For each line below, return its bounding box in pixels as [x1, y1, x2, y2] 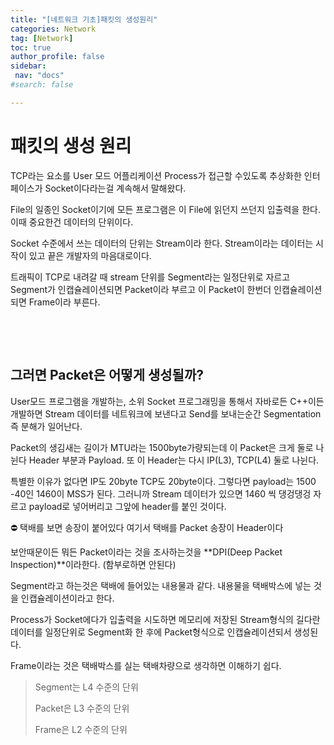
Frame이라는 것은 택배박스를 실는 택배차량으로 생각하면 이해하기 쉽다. [10, 659, 282, 671]
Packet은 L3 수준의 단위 [34, 702, 130, 714]
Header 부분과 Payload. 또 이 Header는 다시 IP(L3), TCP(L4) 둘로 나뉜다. [28, 454, 320, 466]
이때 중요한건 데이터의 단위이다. [10, 216, 134, 228]
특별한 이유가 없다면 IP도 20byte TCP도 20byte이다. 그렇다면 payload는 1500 [10, 475, 317, 487]
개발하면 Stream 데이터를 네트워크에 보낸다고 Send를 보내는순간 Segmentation [10, 407, 322, 420]
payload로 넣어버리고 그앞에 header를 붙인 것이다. [28, 500, 227, 512]
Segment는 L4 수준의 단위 [34, 681, 139, 693]
